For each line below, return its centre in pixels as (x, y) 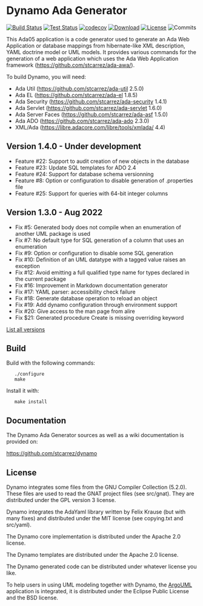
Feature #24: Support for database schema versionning (84, 174)
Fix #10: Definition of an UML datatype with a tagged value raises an (100, 260)
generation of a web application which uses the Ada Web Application (92, 58)
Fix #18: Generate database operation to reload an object (86, 298)
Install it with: (23, 391)
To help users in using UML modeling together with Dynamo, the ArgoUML (99, 585)
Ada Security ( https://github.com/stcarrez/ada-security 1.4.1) (91, 102)
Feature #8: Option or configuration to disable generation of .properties (104, 181)
